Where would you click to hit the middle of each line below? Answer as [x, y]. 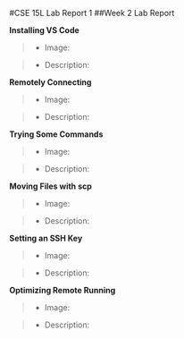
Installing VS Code [45, 30]
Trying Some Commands [56, 134]
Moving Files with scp [50, 186]
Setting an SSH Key [46, 238]
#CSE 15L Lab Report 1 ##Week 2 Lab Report [92, 13]
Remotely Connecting [50, 82]
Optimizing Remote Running [63, 290]
